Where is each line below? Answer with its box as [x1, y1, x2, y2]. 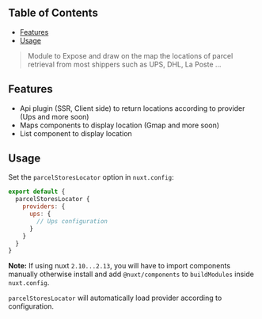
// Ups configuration [36, 217, 108, 225]
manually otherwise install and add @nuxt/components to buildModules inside [8, 269, 255, 279]
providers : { [22, 203, 66, 211]
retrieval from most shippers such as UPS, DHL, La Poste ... [27, 59, 222, 69]
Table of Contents [8, 6, 99, 20]
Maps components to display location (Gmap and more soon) [19, 120, 220, 130]
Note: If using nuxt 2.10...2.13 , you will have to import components [8, 261, 231, 271]
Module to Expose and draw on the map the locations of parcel [27, 51, 234, 60]
